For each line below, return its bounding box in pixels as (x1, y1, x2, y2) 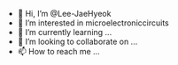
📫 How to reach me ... (17, 47, 100, 56)
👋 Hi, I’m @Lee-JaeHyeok (17, 9, 112, 18)
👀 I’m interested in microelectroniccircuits (17, 18, 170, 28)
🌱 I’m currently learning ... (17, 27, 112, 37)
